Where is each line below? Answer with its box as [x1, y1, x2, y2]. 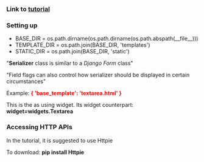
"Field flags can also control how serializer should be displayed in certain [6, 72, 190, 79]
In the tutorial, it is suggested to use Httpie [6, 137, 113, 144]
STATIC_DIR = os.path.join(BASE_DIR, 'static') [15, 48, 130, 55]
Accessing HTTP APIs [6, 123, 73, 132]
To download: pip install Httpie [6, 148, 85, 156]
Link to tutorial [6, 5, 51, 13]
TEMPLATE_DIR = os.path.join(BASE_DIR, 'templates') [15, 41, 150, 49]
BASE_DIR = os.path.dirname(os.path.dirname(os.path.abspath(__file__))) [15, 35, 199, 42]
